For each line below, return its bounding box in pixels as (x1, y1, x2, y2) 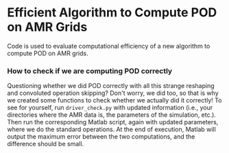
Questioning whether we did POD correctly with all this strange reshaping (7, 82, 215, 90)
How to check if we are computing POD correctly (7, 66, 173, 76)
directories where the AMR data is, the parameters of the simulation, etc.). (7, 111, 216, 119)
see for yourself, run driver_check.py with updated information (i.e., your (7, 104, 213, 112)
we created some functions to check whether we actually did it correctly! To (7, 96, 222, 105)
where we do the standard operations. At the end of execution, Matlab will (7, 125, 216, 134)
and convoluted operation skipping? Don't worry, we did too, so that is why (7, 89, 219, 97)
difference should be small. (7, 140, 84, 148)
